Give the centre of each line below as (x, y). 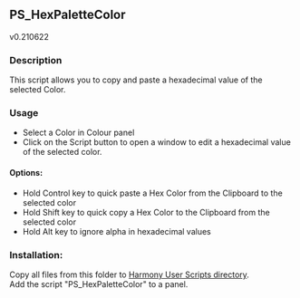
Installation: (36, 255)
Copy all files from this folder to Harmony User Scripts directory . (129, 274)
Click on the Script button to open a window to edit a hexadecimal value (157, 142)
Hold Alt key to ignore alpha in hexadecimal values (116, 231)
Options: (26, 173)
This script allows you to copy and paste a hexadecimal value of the (136, 80)
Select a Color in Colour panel (78, 133)
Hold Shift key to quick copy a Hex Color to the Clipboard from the (146, 212)
